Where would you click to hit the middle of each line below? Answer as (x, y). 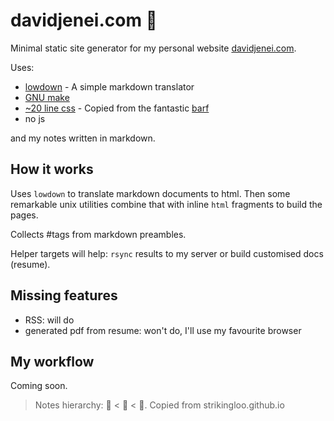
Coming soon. (39, 386)
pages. (24, 215)
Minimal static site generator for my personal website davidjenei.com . (153, 48)
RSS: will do (49, 320)
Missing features (64, 295)
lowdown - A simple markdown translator (109, 86)
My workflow (52, 361)
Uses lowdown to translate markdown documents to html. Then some (150, 193)
